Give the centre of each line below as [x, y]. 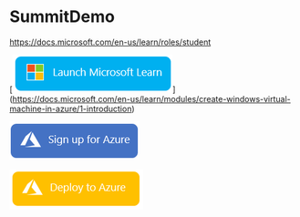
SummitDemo [62, 17]
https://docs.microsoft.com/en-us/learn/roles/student [110, 42]
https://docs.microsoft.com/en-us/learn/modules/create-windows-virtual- [152, 98]
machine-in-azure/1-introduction [71, 108]
